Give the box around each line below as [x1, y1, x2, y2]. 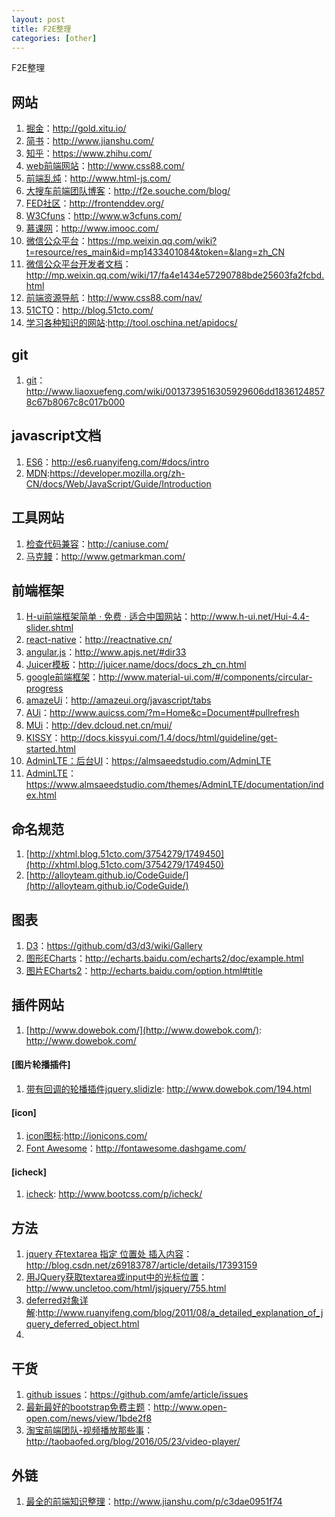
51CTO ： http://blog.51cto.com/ [25, 304, 154, 316]
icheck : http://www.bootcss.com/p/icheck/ [25, 1188, 203, 1200]
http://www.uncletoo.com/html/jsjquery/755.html [25, 1282, 227, 1295]
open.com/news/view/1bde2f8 [25, 1412, 153, 1425]
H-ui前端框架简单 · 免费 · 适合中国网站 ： [25, 611, 191, 623]
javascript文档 [11, 427, 102, 445]
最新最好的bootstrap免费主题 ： [25, 1401, 154, 1413]
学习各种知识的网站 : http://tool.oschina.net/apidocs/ [25, 317, 238, 329]
